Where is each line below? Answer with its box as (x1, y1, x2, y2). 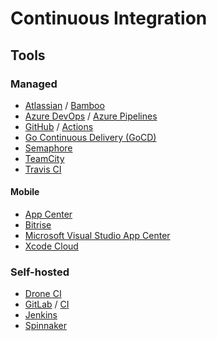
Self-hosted (10, 265, 70, 279)
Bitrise (24, 219, 52, 231)
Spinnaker (24, 320, 67, 332)
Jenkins (24, 309, 58, 321)
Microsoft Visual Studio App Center (24, 230, 171, 242)
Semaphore (24, 142, 73, 154)
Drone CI (24, 288, 62, 300)
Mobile (10, 186, 40, 198)
